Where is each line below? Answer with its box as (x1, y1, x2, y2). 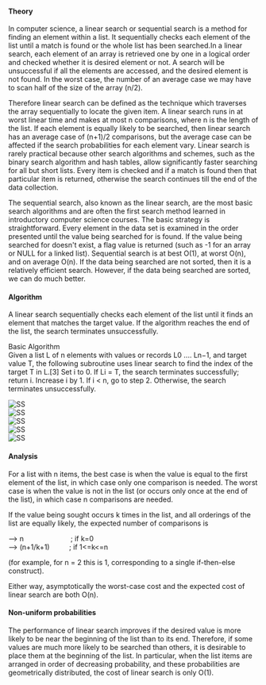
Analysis (8, 452, 38, 460)
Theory (8, 6, 33, 16)
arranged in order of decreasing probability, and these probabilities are (8, 659, 241, 668)
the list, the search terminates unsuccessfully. (8, 326, 159, 337)
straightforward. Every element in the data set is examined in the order (8, 223, 239, 233)
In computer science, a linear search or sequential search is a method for (8, 24, 248, 33)
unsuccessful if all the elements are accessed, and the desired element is (8, 66, 249, 75)
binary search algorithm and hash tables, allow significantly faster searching (8, 157, 258, 167)
